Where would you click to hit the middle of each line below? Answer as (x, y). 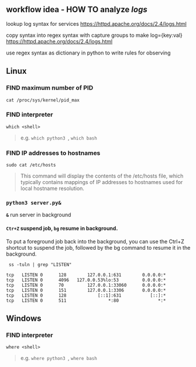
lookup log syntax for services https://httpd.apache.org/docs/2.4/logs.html (97, 23)
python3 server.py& (34, 203)
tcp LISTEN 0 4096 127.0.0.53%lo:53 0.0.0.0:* (86, 280)
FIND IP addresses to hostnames (53, 153)
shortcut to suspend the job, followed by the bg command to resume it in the (98, 247)
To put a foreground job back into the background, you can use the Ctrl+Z (95, 241)
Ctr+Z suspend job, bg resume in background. (62, 228)
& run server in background (39, 215)
